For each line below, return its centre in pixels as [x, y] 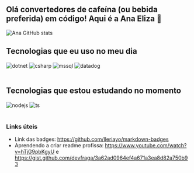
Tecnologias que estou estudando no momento [93, 90]
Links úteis [22, 126]
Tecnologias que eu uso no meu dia [72, 51]
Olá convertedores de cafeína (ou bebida [82, 10]
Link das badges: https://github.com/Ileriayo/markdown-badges [91, 139]
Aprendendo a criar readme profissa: [59, 146]
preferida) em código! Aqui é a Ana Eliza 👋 [84, 19]
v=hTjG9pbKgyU [34, 152]
